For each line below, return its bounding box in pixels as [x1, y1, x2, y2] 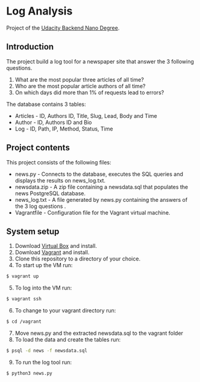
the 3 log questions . [14, 202, 66, 210]
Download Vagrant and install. [14, 249, 90, 256]
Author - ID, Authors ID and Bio [14, 118, 92, 126]
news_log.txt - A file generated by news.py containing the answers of [14, 196, 188, 203]
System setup [6, 226, 60, 236]
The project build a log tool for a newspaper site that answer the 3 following [6, 57, 195, 65]
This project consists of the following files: [6, 158, 111, 166]
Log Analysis [6, 4, 73, 18]
